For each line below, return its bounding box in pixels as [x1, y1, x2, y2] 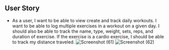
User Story [5, 4, 40, 13]
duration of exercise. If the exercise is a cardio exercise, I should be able [12, 33, 164, 39]
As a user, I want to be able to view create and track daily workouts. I [12, 17, 157, 23]
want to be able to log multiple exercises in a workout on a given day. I [12, 23, 160, 29]
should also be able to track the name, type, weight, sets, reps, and [12, 28, 153, 34]
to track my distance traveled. [12, 39, 75, 45]
